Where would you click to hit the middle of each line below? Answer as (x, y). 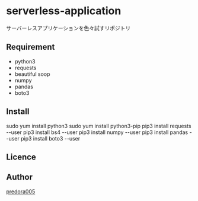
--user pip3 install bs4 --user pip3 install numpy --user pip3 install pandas (97, 132)
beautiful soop (32, 74)
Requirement (31, 47)
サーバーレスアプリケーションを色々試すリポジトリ (68, 28)
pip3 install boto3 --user (50, 138)
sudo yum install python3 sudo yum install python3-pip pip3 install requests (99, 126)
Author (19, 177)
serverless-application (64, 11)
